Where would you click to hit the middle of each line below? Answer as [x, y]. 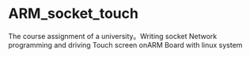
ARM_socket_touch [73, 14]
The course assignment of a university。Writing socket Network [113, 36]
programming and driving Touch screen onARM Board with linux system [125, 45]
